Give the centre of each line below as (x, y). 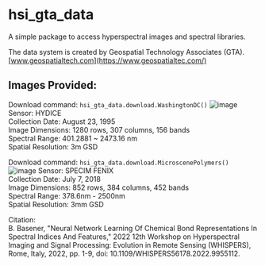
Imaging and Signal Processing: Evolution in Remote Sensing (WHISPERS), (130, 245)
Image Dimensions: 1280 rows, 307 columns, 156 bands (99, 129)
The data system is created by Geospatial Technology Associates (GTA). (127, 52)
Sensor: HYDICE (35, 113)
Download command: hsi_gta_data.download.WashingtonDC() (108, 104)
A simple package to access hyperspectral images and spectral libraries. (127, 37)
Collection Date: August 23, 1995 (62, 121)
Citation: (22, 219)
